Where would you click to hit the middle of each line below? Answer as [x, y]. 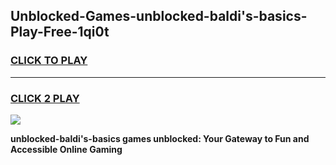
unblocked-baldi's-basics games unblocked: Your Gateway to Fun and [160, 138]
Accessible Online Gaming [66, 149]
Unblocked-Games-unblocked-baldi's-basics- [159, 16]
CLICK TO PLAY [49, 61]
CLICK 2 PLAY [45, 98]
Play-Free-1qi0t [60, 32]
